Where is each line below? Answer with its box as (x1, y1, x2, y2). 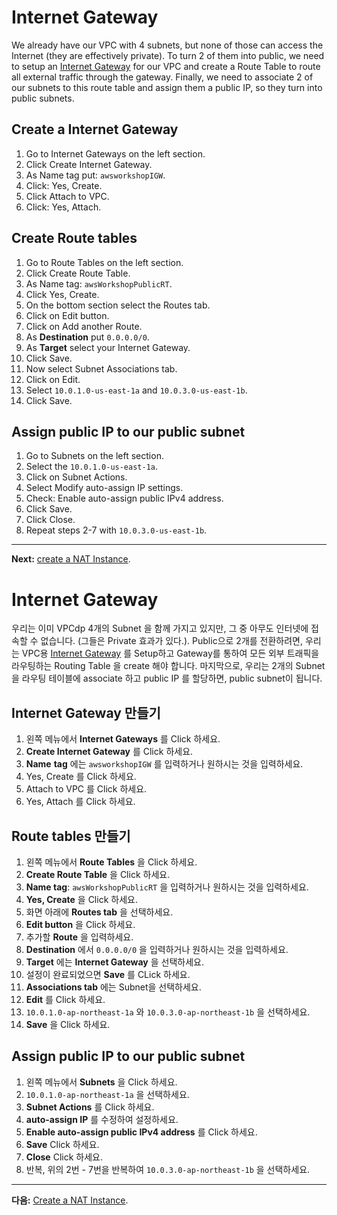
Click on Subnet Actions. (25, 471, 128, 483)
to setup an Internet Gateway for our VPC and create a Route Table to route (11, 60, 321, 72)
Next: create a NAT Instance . (11, 553, 131, 565)
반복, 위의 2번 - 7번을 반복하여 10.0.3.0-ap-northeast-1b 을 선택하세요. (25, 1163, 311, 1175)
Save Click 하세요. (25, 1138, 100, 1150)
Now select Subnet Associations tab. (25, 362, 178, 375)
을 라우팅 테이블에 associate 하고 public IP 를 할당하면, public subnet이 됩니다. (11, 672, 323, 685)
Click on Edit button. (25, 309, 110, 321)
